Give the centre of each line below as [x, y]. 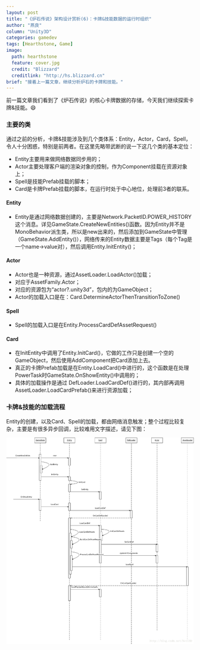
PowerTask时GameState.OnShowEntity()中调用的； [77, 375]
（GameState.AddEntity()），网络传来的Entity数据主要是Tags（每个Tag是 [103, 239]
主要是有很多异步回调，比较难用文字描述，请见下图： [82, 429]
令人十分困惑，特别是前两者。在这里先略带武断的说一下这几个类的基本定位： [100, 146]
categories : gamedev [32, 38]
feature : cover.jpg [36, 63]
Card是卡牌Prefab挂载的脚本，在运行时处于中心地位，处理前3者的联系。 [103, 188]
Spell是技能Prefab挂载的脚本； [52, 181]
